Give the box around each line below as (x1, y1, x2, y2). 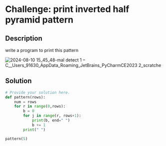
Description (5, 34, 42, 42)
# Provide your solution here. (5, 90, 70, 95)
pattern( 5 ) (5, 136, 28, 141)
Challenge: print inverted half (5, 3, 130, 15)
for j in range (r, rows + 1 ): (23, 113, 81, 118)
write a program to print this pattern (5, 47, 79, 53)
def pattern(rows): (5, 94, 46, 99)
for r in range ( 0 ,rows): (14, 104, 66, 109)
